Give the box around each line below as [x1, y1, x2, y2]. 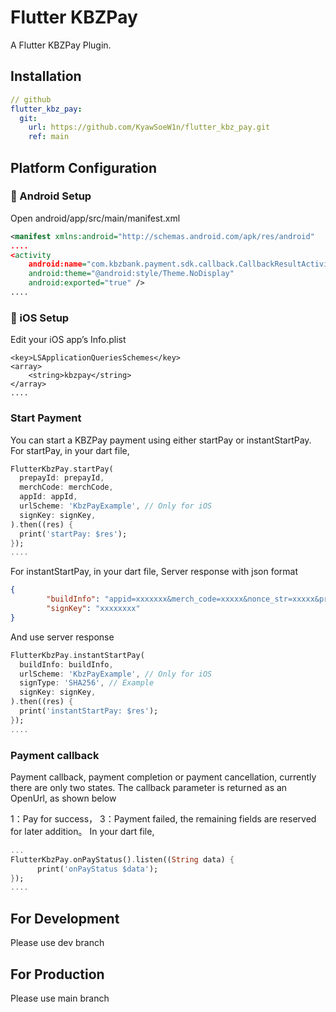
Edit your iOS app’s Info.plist [10, 334, 127, 346]
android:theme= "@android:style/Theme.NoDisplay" [28, 269, 235, 279]
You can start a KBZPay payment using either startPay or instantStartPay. [10, 434, 312, 446]
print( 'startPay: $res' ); [19, 529, 128, 539]
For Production [10, 966, 105, 983]
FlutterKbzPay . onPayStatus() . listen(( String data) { [10, 854, 235, 865]
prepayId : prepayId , [19, 473, 105, 483]
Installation [10, 68, 82, 85]
